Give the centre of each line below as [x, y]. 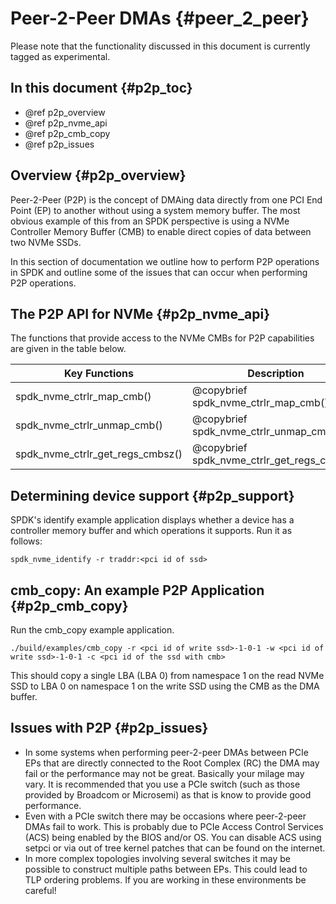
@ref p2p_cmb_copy [67, 133]
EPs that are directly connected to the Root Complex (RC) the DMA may [172, 763]
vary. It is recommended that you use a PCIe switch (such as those [162, 784]
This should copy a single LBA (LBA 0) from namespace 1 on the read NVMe [167, 675]
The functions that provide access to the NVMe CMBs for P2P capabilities [162, 338]
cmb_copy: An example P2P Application [137, 590]
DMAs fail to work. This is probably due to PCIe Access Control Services [174, 826]
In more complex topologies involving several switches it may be [157, 858]
